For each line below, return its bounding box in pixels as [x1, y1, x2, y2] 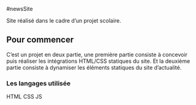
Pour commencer [6, 35, 74, 45]
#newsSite [6, 5, 33, 12]
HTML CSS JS [6, 93, 43, 100]
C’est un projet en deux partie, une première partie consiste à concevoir [6, 51, 188, 58]
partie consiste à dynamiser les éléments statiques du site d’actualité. [6, 63, 182, 71]
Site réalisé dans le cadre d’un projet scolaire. [6, 17, 121, 24]
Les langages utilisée [6, 79, 71, 87]
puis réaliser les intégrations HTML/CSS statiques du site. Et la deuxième [6, 57, 190, 65]
